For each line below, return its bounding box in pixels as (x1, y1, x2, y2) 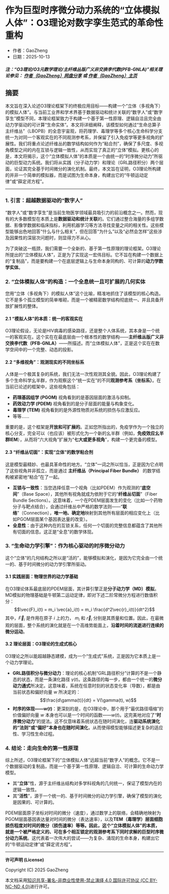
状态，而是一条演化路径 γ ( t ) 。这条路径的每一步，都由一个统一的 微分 (21, 676, 162, 682)
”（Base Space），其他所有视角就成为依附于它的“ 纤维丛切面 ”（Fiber (17, 491, 157, 497)
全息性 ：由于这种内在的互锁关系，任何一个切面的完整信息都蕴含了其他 (12, 522, 158, 528)
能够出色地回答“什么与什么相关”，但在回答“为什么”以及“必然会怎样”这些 (9, 228, 158, 234)
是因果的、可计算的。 (12, 799, 57, 805)
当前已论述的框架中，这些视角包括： (5, 384, 80, 390)
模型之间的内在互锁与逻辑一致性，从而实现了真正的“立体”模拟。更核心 (9, 147, 155, 153)
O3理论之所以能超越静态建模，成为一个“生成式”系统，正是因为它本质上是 (5, 653, 156, 659)
